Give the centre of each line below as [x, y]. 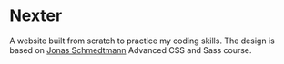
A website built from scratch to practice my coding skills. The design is [142, 41]
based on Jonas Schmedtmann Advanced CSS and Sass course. [131, 50]
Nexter [36, 16]
